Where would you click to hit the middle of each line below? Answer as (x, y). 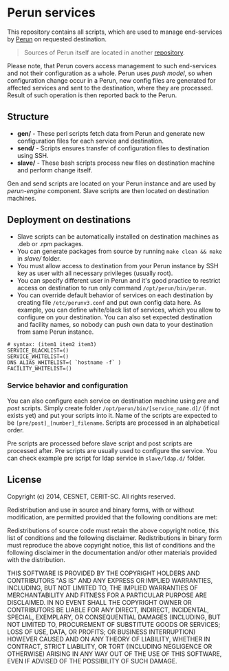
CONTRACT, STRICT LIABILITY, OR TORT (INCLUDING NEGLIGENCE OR (110, 646)
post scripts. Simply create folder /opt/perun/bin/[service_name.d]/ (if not (113, 408)
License (24, 480)
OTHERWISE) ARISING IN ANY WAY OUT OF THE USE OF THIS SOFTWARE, (115, 654)
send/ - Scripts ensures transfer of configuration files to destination (113, 148)
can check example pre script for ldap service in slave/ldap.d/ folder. (106, 458)
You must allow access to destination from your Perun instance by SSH (118, 266)
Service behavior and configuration (68, 385)
